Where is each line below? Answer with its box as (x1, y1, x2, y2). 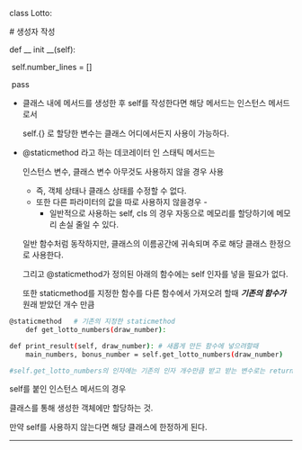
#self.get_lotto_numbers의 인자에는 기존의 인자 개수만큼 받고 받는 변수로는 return (9, 366, 294, 375)
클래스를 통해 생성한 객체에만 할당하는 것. (9, 402, 154, 413)
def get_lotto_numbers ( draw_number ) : (25, 325, 167, 334)
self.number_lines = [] (11, 62, 93, 72)
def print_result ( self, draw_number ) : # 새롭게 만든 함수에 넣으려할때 (9, 341, 259, 350)
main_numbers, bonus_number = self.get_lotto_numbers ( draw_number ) (25, 350, 283, 359)
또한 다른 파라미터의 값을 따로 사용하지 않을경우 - (35, 197, 209, 207)
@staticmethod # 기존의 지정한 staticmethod (9, 317, 175, 326)
